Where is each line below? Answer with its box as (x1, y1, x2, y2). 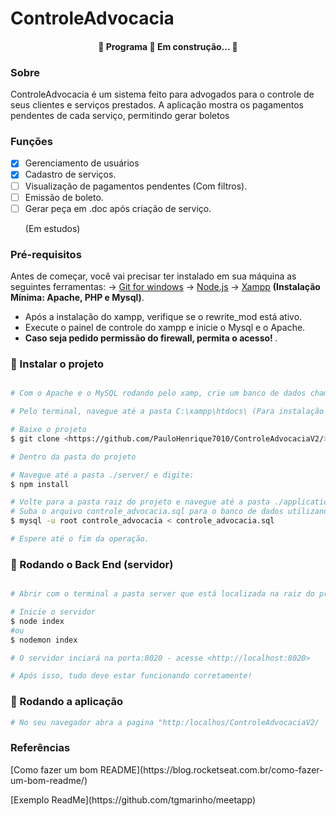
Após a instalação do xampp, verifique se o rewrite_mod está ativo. (24, 310, 303, 322)
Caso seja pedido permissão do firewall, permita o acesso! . (24, 332, 278, 344)
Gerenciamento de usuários (24, 157, 140, 169)
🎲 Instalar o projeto (10, 357, 105, 371)
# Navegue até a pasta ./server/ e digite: (10, 470, 195, 480)
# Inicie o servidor (10, 607, 97, 617)
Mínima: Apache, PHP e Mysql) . (10, 291, 145, 303)
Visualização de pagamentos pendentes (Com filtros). (24, 180, 248, 192)
